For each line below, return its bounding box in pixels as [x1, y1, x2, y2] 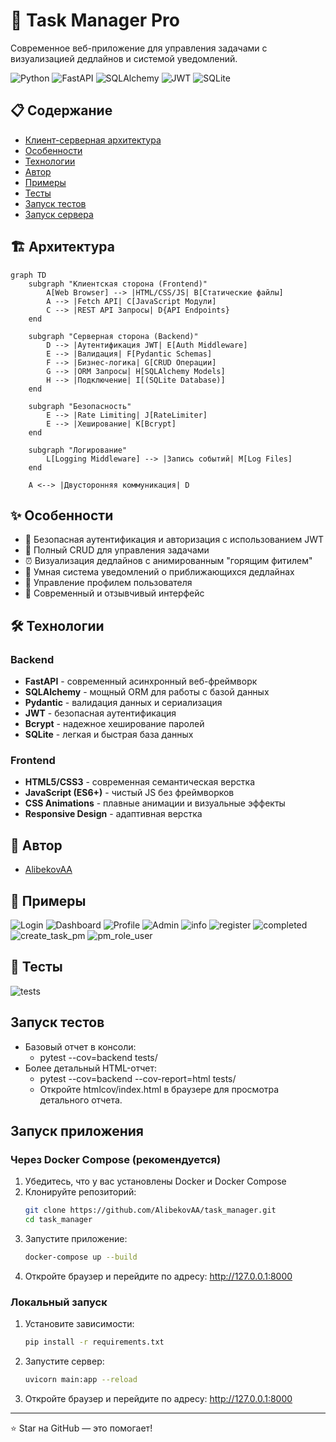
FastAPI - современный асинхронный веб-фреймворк [24, 675, 258, 688]
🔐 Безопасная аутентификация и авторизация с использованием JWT [24, 534, 325, 546]
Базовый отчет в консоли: [24, 1040, 137, 1053]
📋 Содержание [10, 102, 113, 119]
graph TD [10, 270, 47, 280]
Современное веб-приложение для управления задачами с [10, 42, 268, 54]
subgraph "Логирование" [28, 445, 128, 455]
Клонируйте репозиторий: [24, 1186, 137, 1198]
